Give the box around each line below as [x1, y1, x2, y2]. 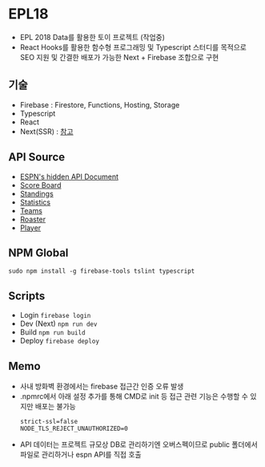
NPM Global [8, 246, 69, 259]
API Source [8, 150, 66, 164]
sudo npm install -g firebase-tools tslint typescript [8, 267, 195, 275]
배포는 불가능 [34, 402, 76, 411]
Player [19, 222, 42, 233]
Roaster [19, 214, 46, 224]
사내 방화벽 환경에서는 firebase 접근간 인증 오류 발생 [19, 382, 184, 391]
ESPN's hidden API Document [19, 172, 118, 181]
